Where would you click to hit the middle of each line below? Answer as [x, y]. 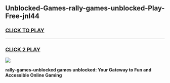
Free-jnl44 [22, 16]
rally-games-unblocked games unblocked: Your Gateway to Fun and [78, 69]
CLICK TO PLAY [25, 31]
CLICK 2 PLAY [23, 49]
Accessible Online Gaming [34, 75]
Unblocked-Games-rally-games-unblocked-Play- [85, 8]
